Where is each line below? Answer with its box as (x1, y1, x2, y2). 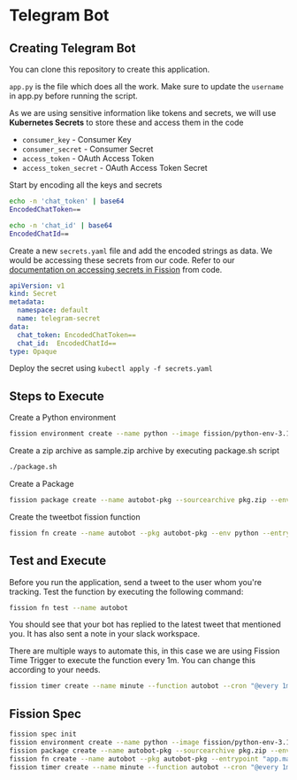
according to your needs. (9, 665, 101, 676)
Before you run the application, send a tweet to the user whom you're (9, 576, 263, 587)
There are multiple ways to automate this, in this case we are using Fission (9, 645, 280, 656)
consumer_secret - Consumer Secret (21, 143, 154, 154)
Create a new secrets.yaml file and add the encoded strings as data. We (9, 245, 273, 256)
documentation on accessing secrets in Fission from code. (9, 264, 223, 274)
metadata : (9, 297, 46, 306)
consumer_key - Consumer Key (21, 135, 132, 144)
